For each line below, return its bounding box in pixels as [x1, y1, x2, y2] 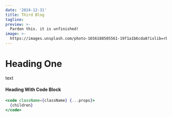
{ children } [10, 103, 33, 108]
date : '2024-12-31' [5, 7, 47, 13]
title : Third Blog [5, 12, 45, 17]
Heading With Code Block [5, 86, 61, 92]
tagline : [5, 17, 24, 22]
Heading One [5, 58, 62, 69]
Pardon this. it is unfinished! [10, 27, 79, 32]
